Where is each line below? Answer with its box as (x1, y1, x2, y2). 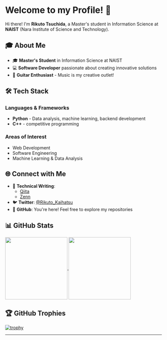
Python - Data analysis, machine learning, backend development (12, 115, 146, 121)
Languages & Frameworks (5, 105, 70, 112)
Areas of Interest (5, 133, 47, 140)
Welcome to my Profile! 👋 (5, 4, 111, 16)
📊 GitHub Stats (5, 221, 54, 229)
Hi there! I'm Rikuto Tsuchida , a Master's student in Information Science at (5, 21, 159, 27)
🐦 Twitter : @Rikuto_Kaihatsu (12, 199, 73, 205)
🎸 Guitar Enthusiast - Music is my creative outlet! (12, 72, 114, 78)
